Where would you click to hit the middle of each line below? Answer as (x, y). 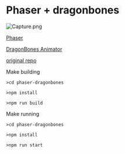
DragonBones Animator (34, 49)
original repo (21, 60)
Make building (23, 71)
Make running (23, 114)
